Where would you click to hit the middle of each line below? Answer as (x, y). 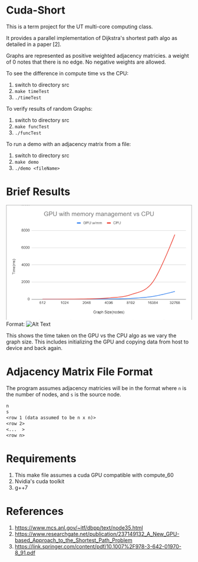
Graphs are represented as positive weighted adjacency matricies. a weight (98, 55)
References (35, 512)
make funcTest (32, 127)
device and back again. (34, 348)
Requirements (41, 459)
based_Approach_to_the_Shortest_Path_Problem (73, 540)
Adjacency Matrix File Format (80, 372)
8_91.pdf (25, 553)
